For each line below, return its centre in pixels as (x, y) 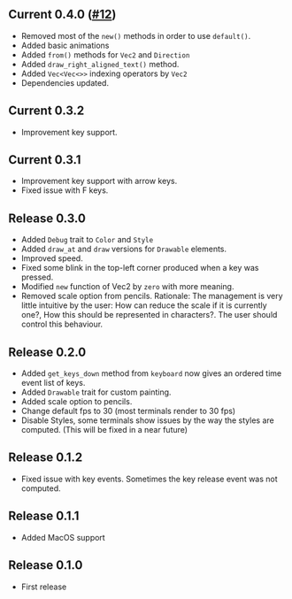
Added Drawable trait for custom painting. (96, 392)
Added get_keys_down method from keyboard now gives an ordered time (151, 373)
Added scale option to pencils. (77, 402)
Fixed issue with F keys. (65, 190)
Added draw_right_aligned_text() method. (100, 64)
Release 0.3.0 (47, 218)
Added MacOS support (63, 537)
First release (44, 587)
